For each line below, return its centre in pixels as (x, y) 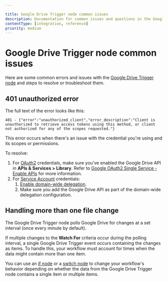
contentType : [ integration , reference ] (47, 24)
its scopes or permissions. (32, 143)
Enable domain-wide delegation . (53, 184)
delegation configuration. (46, 195)
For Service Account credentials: (46, 179)
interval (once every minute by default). (46, 228)
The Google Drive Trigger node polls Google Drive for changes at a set (78, 223)
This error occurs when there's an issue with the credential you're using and (84, 138)
